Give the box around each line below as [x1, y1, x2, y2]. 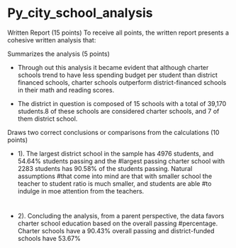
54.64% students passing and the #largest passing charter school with [17, 157, 225, 165]
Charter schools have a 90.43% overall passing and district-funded [17, 227, 215, 235]
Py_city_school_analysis [7, 5, 154, 21]
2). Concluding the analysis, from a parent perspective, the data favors [17, 212, 225, 220]
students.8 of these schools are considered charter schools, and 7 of [17, 107, 220, 115]
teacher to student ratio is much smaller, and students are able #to [17, 179, 212, 188]
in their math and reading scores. [17, 85, 115, 94]
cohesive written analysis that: [7, 35, 96, 44]
